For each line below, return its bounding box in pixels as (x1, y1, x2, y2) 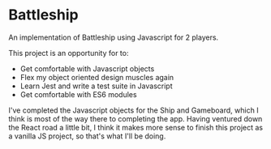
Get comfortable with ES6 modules (19, 89, 137, 99)
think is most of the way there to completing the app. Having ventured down (8, 113, 263, 123)
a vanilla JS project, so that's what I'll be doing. (8, 131, 166, 141)
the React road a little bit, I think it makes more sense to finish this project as (8, 122, 264, 132)
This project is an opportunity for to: (8, 48, 129, 57)
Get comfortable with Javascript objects (19, 63, 155, 74)
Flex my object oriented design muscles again (19, 72, 174, 82)
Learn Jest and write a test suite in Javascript (19, 81, 173, 91)
